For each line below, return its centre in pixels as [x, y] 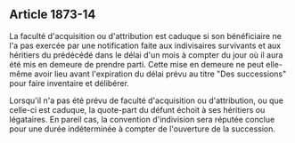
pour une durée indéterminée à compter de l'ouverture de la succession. [143, 129]
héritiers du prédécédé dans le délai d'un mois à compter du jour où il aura [146, 55]
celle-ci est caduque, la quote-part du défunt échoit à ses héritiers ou [137, 109]
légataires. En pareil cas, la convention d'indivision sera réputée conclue [142, 119]
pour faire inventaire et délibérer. [69, 83]
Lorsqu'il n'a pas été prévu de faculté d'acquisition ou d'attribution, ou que [146, 100]
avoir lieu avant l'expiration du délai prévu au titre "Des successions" [160, 74]
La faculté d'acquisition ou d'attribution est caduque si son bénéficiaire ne [146, 36]
